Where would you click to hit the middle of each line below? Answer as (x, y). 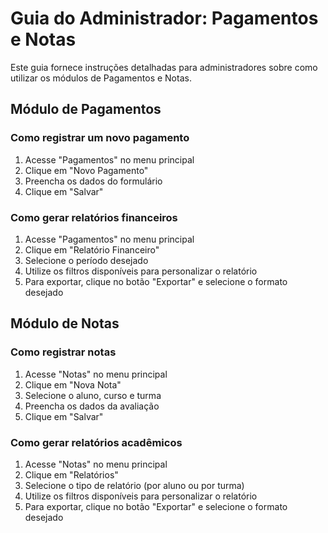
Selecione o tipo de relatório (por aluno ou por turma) (134, 485)
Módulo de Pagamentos (86, 109)
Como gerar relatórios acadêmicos (96, 442)
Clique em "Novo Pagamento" (86, 170)
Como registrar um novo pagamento (100, 138)
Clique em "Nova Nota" (73, 384)
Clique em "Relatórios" (71, 474)
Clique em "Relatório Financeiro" (92, 249)
